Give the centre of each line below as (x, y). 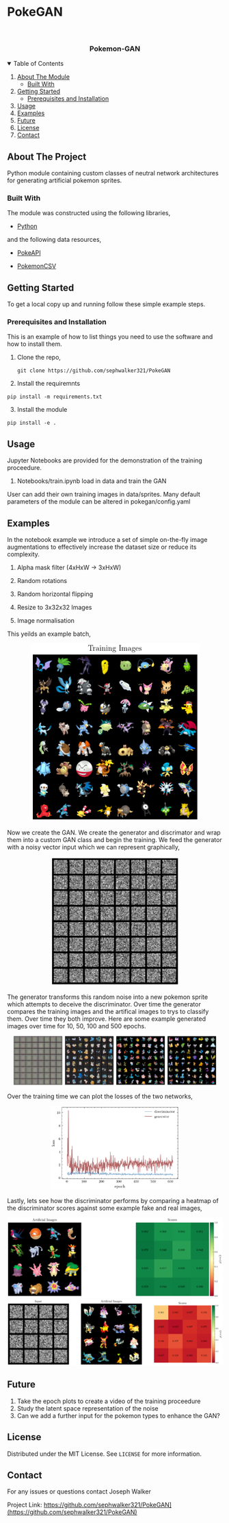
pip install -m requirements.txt (55, 397)
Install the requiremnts (49, 384)
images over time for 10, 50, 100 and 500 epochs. (77, 1026)
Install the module (42, 410)
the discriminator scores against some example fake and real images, (105, 1208)
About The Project (47, 157)
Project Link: (25, 1505)
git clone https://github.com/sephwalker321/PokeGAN (94, 371)
